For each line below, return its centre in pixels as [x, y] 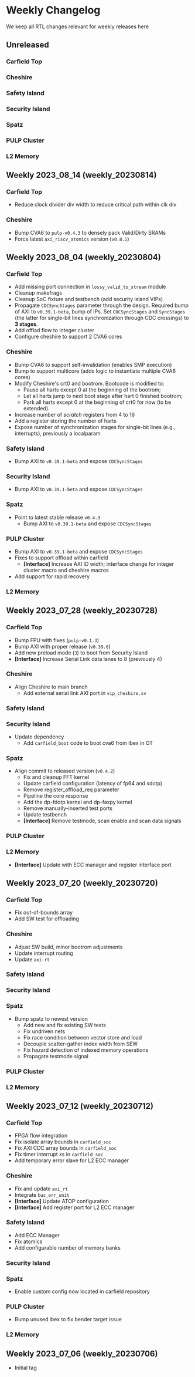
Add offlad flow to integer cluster [54, 330]
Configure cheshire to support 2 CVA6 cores [68, 337]
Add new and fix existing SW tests [65, 1025]
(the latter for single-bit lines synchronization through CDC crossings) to [102, 318]
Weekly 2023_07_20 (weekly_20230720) [82, 883]
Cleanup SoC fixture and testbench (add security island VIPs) [89, 299]
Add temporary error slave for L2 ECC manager [72, 1160]
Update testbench [45, 815]
